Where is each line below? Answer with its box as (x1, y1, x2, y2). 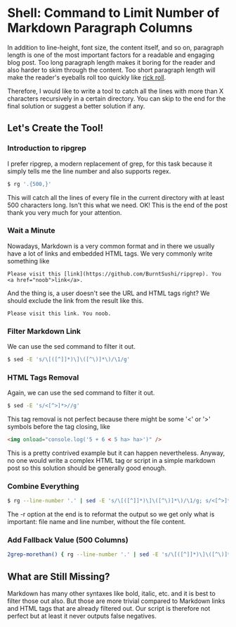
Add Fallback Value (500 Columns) (7, 535, 129, 545)
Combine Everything (7, 481, 79, 491)
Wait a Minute (7, 225, 55, 235)
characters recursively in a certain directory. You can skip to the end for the (7, 94, 226, 103)
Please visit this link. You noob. (7, 310, 112, 317)
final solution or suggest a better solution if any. (7, 101, 145, 110)
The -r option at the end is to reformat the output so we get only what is (7, 510, 215, 519)
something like (7, 256, 50, 265)
